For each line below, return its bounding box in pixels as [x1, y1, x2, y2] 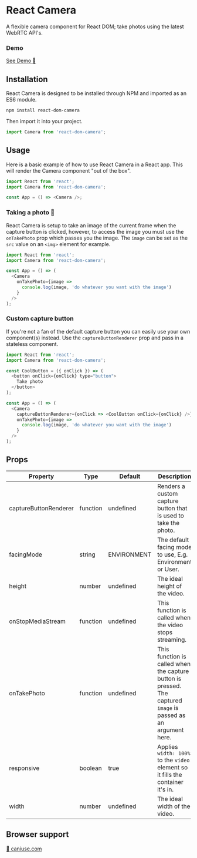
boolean [79, 764, 103, 772]
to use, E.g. [157, 550, 188, 558]
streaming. [157, 635, 186, 644]
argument [157, 726, 184, 734]
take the [157, 519, 180, 527]
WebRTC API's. [6, 29, 43, 36]
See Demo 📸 [6, 57, 36, 65]
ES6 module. [6, 96, 37, 103]
